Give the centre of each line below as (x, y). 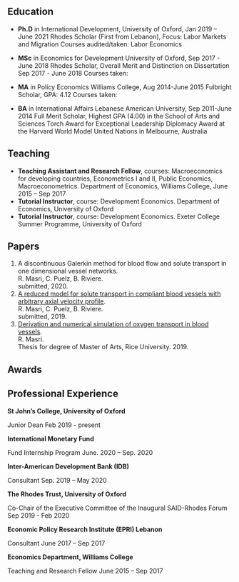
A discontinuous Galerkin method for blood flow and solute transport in (122, 264)
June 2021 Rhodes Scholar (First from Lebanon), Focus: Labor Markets (122, 36)
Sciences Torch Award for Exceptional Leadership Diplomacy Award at (121, 124)
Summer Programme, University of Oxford (80, 224)
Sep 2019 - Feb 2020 (39, 515)
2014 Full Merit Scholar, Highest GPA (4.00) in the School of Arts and (118, 116)
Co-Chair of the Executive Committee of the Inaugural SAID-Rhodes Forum (117, 508)
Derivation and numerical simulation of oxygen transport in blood (113, 324)
